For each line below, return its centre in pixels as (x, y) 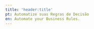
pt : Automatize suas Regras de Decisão (47, 14)
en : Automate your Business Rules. (43, 19)
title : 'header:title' (29, 10)
